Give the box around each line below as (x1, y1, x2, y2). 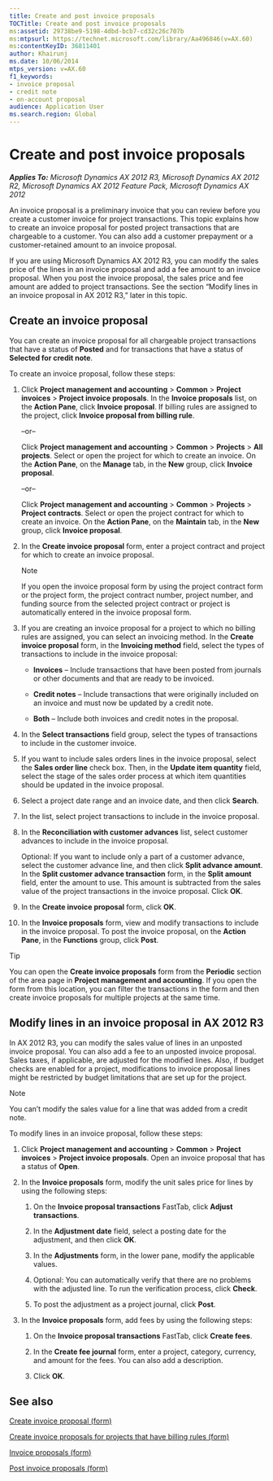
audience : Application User (9, 103, 105, 111)
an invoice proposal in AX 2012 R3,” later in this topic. (9, 290, 188, 300)
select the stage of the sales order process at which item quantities (20, 771, 247, 781)
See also (9, 1394, 54, 1409)
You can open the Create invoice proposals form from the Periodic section (9, 966, 262, 976)
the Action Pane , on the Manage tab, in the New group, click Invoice (20, 459, 253, 469)
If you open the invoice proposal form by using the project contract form (20, 581, 263, 591)
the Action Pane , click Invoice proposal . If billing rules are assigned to (20, 401, 258, 411)
